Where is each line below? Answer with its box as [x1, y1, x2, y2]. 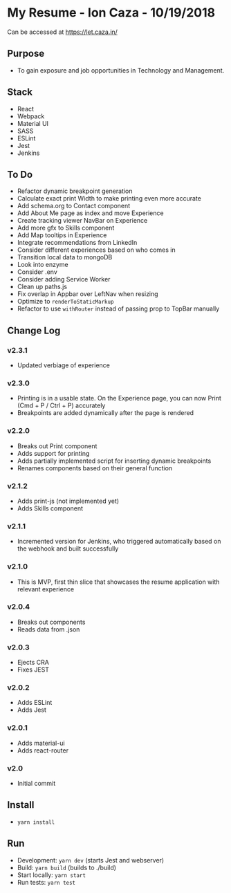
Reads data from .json [17, 625, 80, 634]
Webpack [17, 112, 45, 120]
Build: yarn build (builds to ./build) [17, 863, 116, 872]
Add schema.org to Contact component [17, 202, 131, 210]
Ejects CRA [17, 659, 50, 667]
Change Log [7, 324, 61, 336]
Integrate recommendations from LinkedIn [17, 239, 138, 247]
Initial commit [17, 780, 56, 788]
